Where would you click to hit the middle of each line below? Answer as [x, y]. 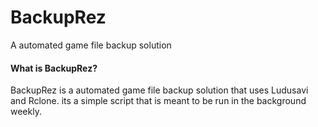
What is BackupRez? [54, 68]
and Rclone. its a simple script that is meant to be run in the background [158, 101]
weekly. [26, 112]
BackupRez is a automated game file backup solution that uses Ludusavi [159, 90]
